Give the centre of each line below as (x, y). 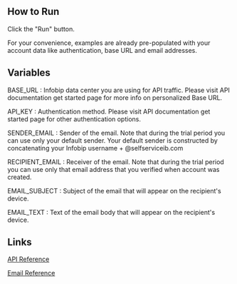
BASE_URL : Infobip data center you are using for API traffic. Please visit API (118, 90)
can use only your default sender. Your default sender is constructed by (113, 140)
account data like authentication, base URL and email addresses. (102, 50)
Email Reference (31, 273)
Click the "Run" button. (41, 29)
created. (20, 177)
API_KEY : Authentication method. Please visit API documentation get (109, 111)
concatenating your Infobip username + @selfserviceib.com (95, 148)
